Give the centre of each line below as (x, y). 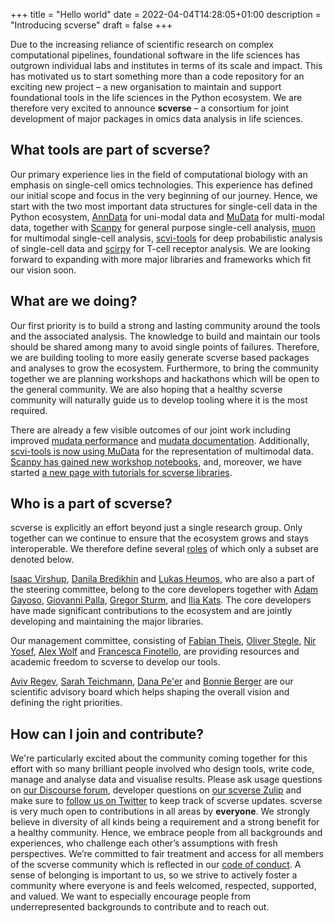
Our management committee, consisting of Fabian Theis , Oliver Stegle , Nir (163, 641)
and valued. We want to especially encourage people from (130, 896)
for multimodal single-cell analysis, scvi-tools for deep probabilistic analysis (166, 238)
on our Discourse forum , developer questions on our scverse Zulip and (156, 790)
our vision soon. (43, 270)
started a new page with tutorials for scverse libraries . (121, 472)
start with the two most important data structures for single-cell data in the (164, 206)
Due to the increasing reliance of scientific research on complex (142, 44)
